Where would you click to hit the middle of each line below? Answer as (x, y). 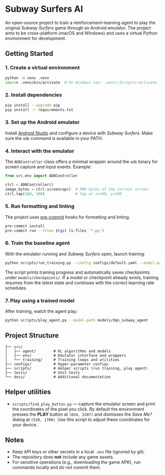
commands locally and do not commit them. (57, 468)
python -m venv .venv (27, 78)
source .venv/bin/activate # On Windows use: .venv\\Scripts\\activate (81, 82)
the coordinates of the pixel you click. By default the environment (78, 409)
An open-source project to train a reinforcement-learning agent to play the (80, 23)
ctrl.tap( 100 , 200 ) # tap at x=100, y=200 (63, 194)
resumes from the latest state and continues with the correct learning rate (80, 283)
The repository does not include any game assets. (63, 457)
